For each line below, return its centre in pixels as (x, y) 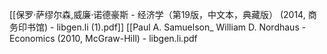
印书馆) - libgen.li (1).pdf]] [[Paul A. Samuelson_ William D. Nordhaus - (162, 27)
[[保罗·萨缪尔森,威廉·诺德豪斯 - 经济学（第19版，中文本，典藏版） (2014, (157, 14)
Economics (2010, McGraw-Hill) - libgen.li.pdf (103, 38)
